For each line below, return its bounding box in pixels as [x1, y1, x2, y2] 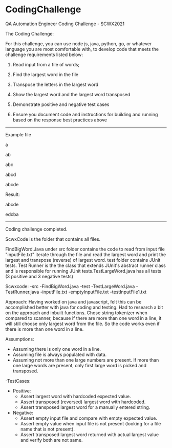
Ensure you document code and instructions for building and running [12, 111, 158, 117]
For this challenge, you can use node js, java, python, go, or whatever [5, 40, 152, 47]
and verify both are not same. [20, 437, 83, 443]
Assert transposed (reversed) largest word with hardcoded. [20, 399, 146, 405]
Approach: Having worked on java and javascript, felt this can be [5, 298, 142, 304]
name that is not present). [20, 426, 75, 432]
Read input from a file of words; [12, 61, 80, 67]
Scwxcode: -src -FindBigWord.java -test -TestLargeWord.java [5, 283, 135, 289]
